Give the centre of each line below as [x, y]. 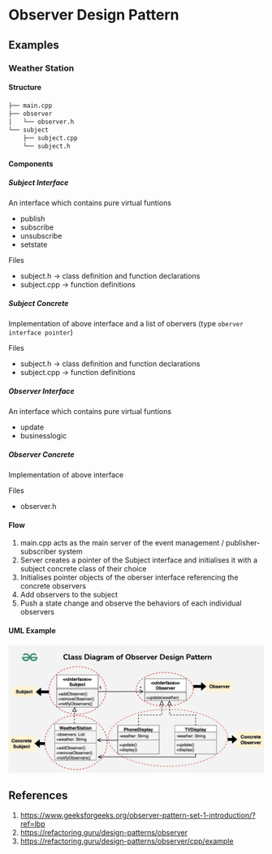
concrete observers [53, 586]
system [70, 552]
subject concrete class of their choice [83, 569]
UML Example [32, 630]
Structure [25, 88]
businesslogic [43, 436]
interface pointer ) [41, 332]
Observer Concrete [41, 454]
